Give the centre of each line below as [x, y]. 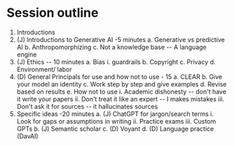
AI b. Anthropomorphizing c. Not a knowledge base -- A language [112, 47]
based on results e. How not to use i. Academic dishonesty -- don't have [122, 92]
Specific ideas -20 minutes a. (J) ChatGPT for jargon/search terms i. [115, 114]
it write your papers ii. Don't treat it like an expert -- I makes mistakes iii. [121, 98]
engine [27, 54]
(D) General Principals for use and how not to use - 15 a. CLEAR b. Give [119, 76]
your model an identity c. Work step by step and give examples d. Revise [122, 84]
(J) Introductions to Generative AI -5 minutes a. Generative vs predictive [121, 39]
